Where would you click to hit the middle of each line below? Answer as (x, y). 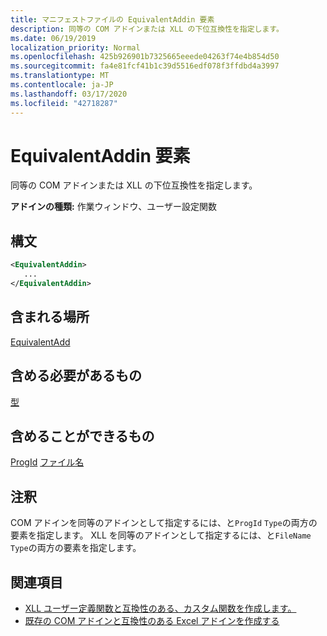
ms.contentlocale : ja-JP (62, 85)
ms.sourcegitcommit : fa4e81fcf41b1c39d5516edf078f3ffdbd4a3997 (145, 66)
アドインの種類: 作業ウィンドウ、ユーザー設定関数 (113, 207)
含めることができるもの (82, 436)
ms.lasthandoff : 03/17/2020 (69, 94)
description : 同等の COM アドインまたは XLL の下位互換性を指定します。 (147, 29)
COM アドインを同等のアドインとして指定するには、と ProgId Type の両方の (164, 523)
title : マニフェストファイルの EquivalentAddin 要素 (112, 19)
